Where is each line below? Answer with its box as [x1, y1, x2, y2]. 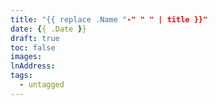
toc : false [10, 42, 56, 53]
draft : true [10, 33, 60, 43]
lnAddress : [10, 61, 56, 71]
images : [10, 52, 43, 62]
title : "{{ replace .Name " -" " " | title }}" [10, 14, 208, 25]
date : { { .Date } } [10, 24, 87, 34]
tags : [10, 71, 33, 81]
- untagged [19, 80, 65, 90]
